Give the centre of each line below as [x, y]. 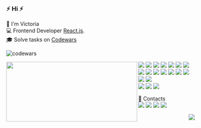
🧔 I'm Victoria [23, 24]
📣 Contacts [152, 99]
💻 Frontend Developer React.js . [45, 31]
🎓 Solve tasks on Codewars [41, 39]
